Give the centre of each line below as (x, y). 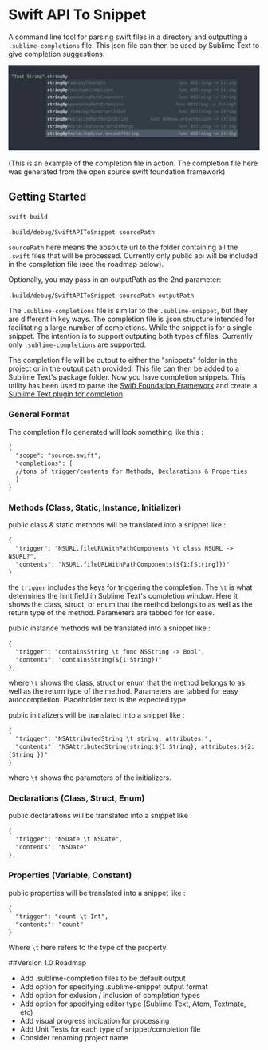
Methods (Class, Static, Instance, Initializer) (95, 507)
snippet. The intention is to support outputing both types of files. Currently (130, 336)
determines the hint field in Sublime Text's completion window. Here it (123, 596)
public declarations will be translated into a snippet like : (100, 816)
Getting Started (47, 197)
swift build (28, 217)
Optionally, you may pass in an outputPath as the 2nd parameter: (115, 279)
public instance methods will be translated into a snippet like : (110, 628)
